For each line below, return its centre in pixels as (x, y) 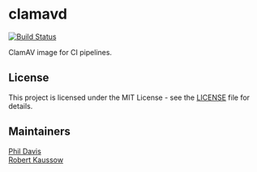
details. (21, 105)
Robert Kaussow (36, 160)
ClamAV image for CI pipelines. (60, 52)
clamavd (38, 14)
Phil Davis (25, 151)
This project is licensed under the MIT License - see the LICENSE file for (129, 97)
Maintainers (40, 132)
